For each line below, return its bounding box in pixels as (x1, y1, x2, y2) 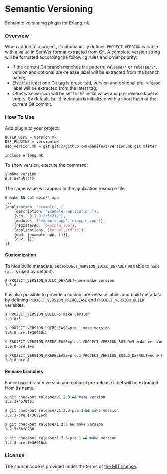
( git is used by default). (5, 268, 54, 274)
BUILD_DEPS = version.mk (5, 135, 57, 140)
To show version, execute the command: (5, 162, 88, 168)
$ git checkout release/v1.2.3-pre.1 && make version (5, 408, 119, 413)
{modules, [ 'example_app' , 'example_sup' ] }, (14, 218, 106, 223)
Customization (5, 252, 36, 258)
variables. (5, 302, 25, 308)
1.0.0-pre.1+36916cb (5, 330, 48, 335)
